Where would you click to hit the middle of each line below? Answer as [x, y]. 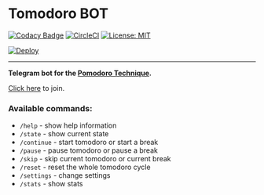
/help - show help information [68, 125]
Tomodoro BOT [58, 14]
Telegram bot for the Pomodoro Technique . [80, 73]
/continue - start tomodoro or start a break [89, 143]
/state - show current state [64, 134]
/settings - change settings [65, 175]
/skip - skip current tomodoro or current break [95, 159]
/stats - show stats [51, 184]
